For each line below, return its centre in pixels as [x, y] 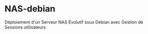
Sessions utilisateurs [25, 27]
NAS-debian [30, 9]
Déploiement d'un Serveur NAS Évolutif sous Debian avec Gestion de [74, 22]
